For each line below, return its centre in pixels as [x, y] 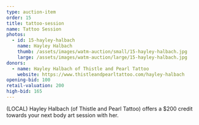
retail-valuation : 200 [35, 86]
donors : [16, 63]
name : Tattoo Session [34, 29]
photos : [16, 35]
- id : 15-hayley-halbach [43, 40]
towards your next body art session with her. [62, 115]
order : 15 [19, 18]
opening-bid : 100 [28, 80]
